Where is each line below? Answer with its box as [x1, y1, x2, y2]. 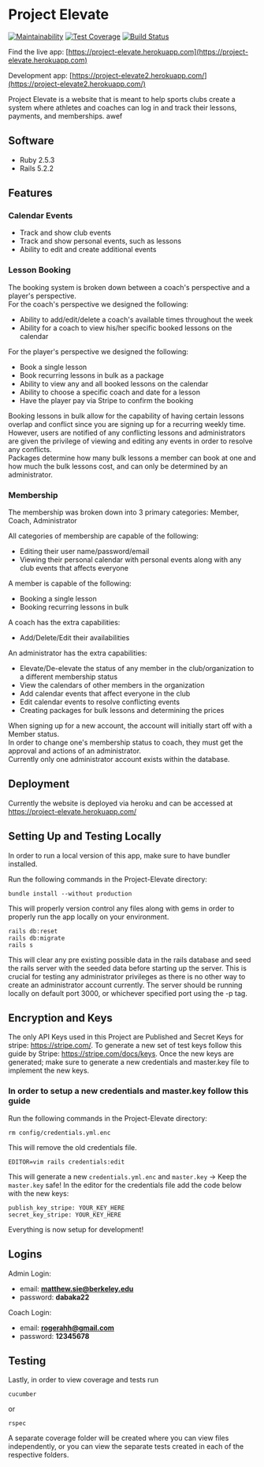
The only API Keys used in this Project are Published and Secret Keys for [8, 1032, 244, 1042]
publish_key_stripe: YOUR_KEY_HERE [8, 1204, 125, 1212]
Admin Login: [8, 1269, 51, 1278]
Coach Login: [8, 1307, 52, 1317]
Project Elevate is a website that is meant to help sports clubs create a [8, 94, 236, 104]
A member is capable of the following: [8, 579, 132, 588]
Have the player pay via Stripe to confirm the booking [19, 395, 194, 405]
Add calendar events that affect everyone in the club [19, 689, 191, 699]
